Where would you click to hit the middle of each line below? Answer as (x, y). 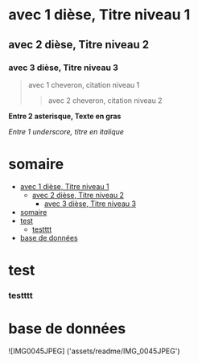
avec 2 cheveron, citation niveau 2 (105, 100)
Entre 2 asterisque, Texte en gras (65, 116)
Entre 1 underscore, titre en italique (66, 131)
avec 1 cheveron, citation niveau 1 (84, 85)
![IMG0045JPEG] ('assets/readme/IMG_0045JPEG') (94, 351)
